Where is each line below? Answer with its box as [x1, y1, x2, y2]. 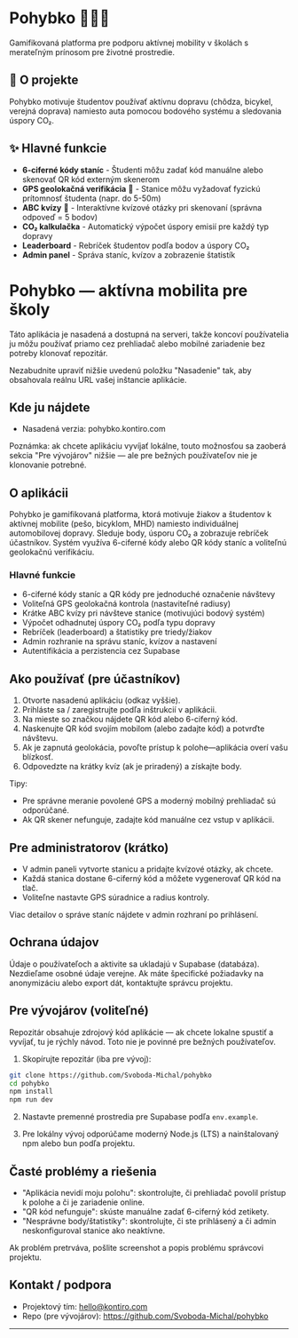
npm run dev [9, 1095, 53, 1104]
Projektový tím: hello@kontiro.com [21, 1301, 148, 1311]
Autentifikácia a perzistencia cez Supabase [21, 646, 180, 657]
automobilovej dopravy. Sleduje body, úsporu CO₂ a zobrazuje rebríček [9, 528, 269, 538]
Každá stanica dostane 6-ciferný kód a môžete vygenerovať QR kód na [21, 873, 281, 884]
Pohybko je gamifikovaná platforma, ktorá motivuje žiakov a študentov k [9, 509, 272, 520]
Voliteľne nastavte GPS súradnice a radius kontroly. [21, 892, 210, 903]
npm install [9, 1087, 53, 1096]
